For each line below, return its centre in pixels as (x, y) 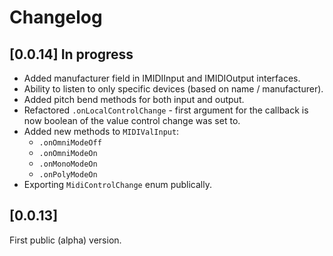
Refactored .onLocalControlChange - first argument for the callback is (166, 110)
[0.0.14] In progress (71, 54)
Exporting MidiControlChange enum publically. (117, 184)
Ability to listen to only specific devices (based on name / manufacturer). (173, 89)
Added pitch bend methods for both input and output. (134, 99)
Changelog (56, 17)
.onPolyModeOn (68, 175)
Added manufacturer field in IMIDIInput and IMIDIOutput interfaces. (162, 78)
